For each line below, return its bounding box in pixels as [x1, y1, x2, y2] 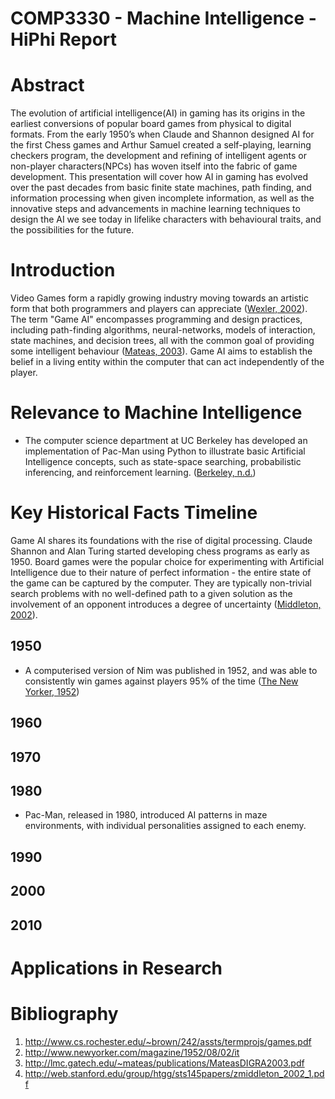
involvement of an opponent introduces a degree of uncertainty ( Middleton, [10, 598, 322, 610]
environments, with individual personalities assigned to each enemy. [24, 820, 307, 832]
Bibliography [10, 1002, 119, 1025]
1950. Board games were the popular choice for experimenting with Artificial [10, 555, 325, 567]
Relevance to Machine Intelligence [10, 402, 303, 424]
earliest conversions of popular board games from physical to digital [10, 118, 292, 130]
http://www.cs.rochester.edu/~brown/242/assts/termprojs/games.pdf [24, 1035, 312, 1047]
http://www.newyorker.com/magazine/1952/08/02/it [24, 1046, 240, 1058]
